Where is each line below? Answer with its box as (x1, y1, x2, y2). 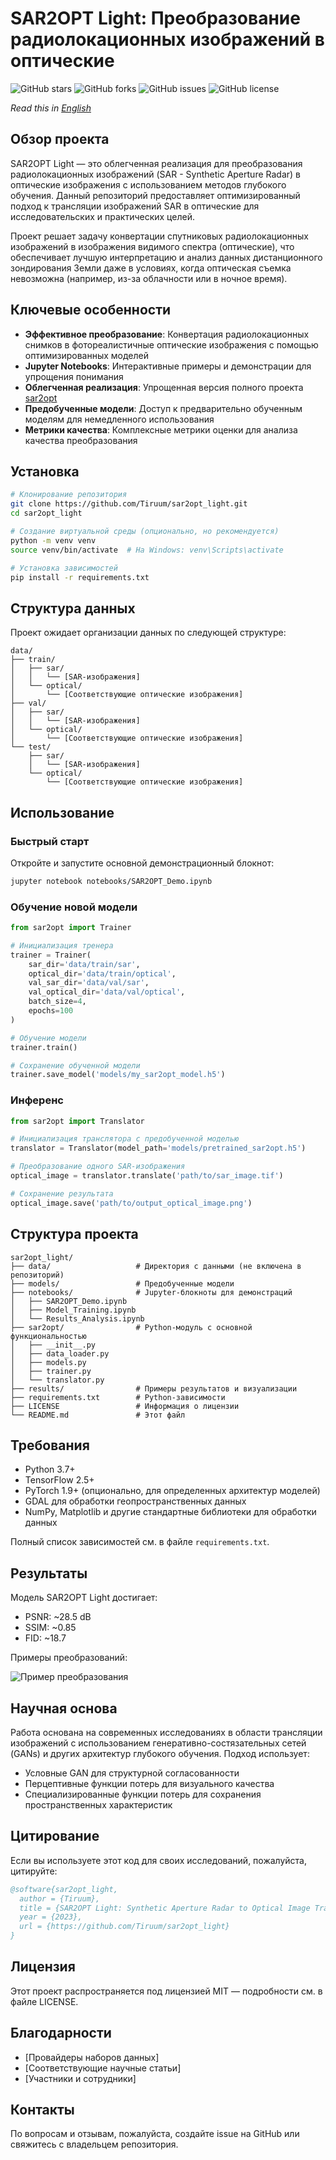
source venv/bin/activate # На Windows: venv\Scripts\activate (10, 545, 284, 555)
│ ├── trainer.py (10, 1366, 92, 1376)
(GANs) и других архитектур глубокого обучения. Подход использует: (10, 1747, 310, 1759)
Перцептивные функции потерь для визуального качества (24, 1777, 275, 1789)
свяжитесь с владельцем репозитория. (10, 2138, 179, 2151)
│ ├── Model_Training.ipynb (10, 1305, 137, 1315)
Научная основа (10, 1700, 118, 1717)
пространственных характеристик (24, 1798, 173, 1811)
